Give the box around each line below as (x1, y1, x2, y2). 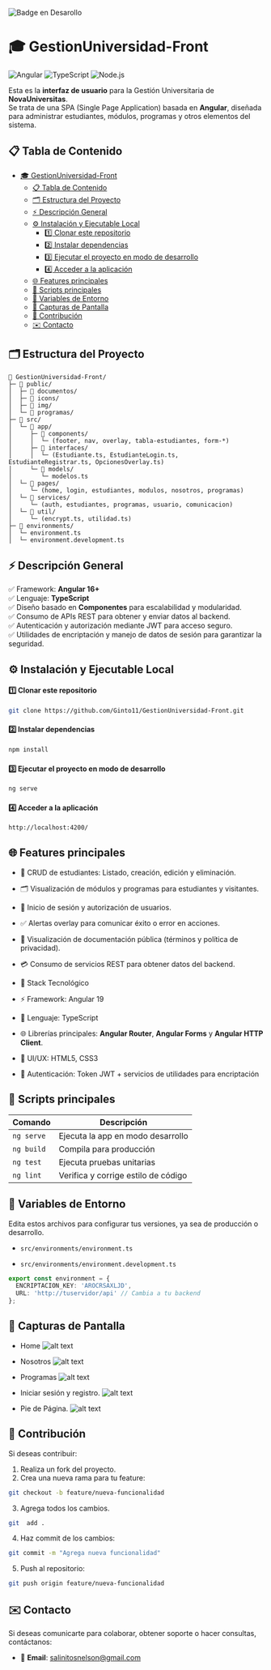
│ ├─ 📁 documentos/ (8, 387, 78, 395)
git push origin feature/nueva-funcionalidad (8, 1579, 164, 1587)
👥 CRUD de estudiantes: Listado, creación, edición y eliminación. (19, 867, 236, 877)
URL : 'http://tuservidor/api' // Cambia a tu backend (15, 1289, 201, 1297)
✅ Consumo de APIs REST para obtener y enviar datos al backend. (8, 611, 231, 621)
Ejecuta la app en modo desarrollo (58, 1130, 188, 1141)
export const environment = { (8, 1274, 111, 1283)
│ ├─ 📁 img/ (8, 401, 53, 409)
